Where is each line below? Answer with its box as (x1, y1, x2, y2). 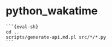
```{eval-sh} (5, 24, 39, 30)
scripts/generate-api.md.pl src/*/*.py (5, 34, 107, 40)
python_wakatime (5, 4, 98, 18)
